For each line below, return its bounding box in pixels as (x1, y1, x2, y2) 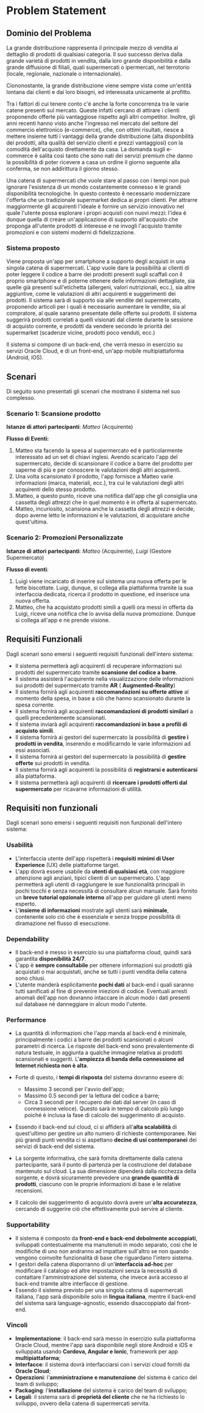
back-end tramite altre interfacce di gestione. (15, 1279, 129, 1287)
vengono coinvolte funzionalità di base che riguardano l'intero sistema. (15, 1254, 194, 1261)
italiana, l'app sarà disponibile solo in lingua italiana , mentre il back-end (15, 1293, 196, 1300)
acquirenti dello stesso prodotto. (15, 486, 97, 493)
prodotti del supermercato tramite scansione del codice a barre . (15, 669, 178, 676)
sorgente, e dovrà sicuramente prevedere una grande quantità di (15, 1174, 180, 1181)
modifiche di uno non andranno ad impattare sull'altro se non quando (15, 1247, 189, 1254)
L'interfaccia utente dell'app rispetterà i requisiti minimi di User (15, 855, 175, 862)
